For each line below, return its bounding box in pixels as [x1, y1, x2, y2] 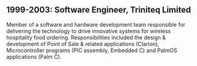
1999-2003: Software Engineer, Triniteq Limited [6, 5, 192, 15]
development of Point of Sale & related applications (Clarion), [6, 40, 160, 47]
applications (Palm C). [6, 53, 62, 60]
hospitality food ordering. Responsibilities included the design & [6, 33, 166, 41]
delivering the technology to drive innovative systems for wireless [6, 27, 171, 35]
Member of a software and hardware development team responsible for [6, 21, 185, 28]
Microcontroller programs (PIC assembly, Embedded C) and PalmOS [6, 47, 178, 54]
